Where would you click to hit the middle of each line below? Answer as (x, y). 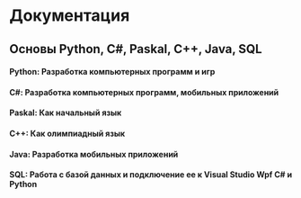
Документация (70, 16)
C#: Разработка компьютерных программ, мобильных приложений (144, 92)
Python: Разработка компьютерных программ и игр (112, 72)
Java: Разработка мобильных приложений (94, 154)
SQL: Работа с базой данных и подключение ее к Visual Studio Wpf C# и (151, 175)
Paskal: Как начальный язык (66, 112)
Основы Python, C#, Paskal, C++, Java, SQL (136, 49)
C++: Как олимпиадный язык (67, 133)
